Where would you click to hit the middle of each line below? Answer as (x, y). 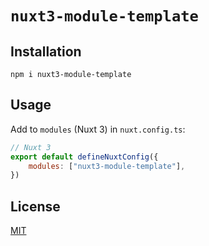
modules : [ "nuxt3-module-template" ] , (107, 166)
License (35, 206)
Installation (46, 51)
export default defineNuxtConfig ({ (84, 157)
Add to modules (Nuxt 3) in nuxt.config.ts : (98, 129)
